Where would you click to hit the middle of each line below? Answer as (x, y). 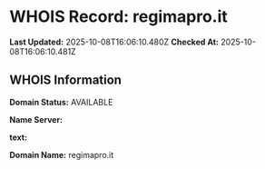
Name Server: (36, 119)
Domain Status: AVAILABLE (61, 102)
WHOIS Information (66, 80)
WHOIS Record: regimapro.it (119, 17)
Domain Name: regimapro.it (62, 154)
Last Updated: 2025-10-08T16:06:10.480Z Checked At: (114, 42)
